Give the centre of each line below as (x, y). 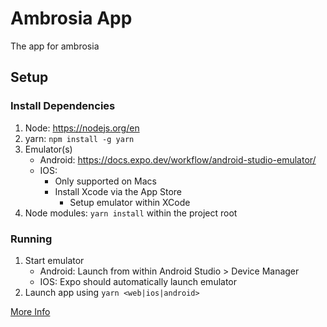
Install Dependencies (63, 106)
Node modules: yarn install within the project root (131, 213)
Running (31, 239)
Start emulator (54, 260)
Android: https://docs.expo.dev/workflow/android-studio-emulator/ (178, 159)
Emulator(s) (48, 149)
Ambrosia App (71, 18)
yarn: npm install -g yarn (79, 138)
